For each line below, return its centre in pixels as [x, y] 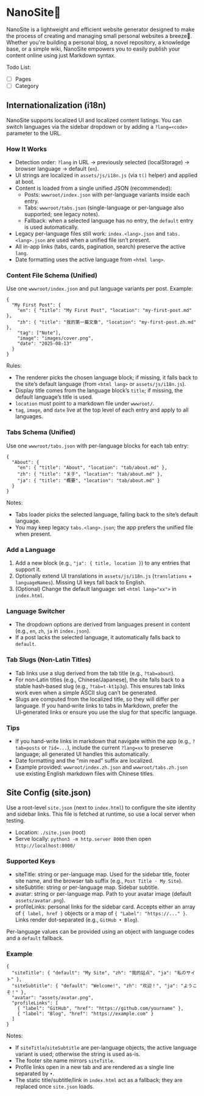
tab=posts [28, 748]
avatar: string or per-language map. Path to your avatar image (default [103, 894]
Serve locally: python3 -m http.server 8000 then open [83, 838]
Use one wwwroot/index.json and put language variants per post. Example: [100, 289]
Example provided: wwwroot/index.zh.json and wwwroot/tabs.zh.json [101, 767]
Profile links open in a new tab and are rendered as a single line [95, 1067]
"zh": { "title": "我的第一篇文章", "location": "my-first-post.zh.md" [107, 322]
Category [27, 86]
